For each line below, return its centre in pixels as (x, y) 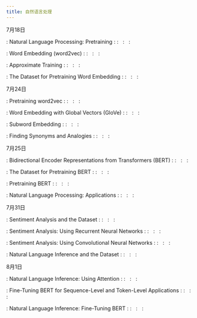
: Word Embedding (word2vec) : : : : (53, 53)
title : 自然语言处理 (29, 12)
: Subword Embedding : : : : (43, 124)
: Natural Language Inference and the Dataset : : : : (71, 254)
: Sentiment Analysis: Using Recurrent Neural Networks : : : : (83, 231)
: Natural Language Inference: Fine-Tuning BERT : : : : (75, 308)
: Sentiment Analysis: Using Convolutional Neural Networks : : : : (88, 242)
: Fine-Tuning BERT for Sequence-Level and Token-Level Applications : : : (98, 290)
